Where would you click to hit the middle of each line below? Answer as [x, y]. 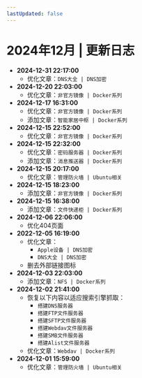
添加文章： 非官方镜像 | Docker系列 [74, 193]
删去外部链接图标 [52, 265]
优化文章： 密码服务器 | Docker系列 [74, 152]
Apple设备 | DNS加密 [65, 250]
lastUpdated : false [35, 14]
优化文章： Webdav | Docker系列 [71, 351]
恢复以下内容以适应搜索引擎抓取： [76, 297]
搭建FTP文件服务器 [61, 313]
